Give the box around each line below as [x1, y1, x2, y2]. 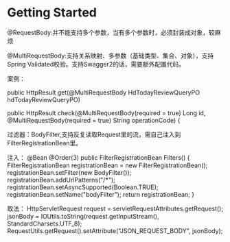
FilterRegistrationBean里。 [7, 138, 82, 147]
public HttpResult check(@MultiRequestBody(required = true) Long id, [7, 108, 206, 117]
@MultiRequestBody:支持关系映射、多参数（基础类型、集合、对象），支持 [7, 51, 214, 60]
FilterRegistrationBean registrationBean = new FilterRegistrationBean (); [7, 161, 208, 169]
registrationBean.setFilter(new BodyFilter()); [7, 168, 132, 176]
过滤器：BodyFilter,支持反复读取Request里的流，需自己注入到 [7, 130, 181, 138]
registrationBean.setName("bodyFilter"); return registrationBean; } [7, 190, 194, 198]
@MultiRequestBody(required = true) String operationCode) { [7, 116, 181, 124]
